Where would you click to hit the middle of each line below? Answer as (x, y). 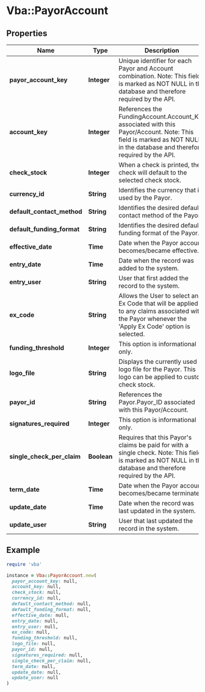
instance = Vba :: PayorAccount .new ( (52, 575)
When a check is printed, (154, 165)
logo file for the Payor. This (157, 369)
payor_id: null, (32, 650)
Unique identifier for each (155, 61)
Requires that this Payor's (155, 437)
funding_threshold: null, (45, 638)
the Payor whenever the (153, 319)
